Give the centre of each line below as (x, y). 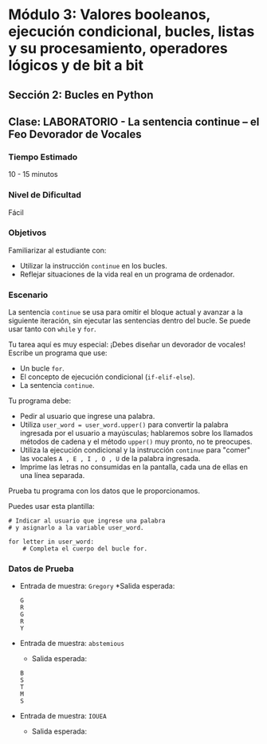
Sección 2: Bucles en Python (81, 94)
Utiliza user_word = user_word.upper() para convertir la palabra (124, 425)
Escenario (28, 295)
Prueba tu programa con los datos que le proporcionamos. (104, 491)
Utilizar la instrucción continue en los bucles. (93, 265)
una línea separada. (52, 476)
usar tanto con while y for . (52, 329)
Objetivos (27, 233)
